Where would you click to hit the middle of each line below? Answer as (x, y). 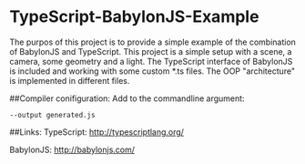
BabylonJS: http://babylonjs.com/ (72, 149)
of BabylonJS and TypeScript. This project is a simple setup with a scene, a (151, 51)
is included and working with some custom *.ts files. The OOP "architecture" (152, 71)
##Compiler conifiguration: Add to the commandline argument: (127, 98)
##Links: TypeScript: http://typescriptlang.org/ (97, 132)
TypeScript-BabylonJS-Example (134, 17)
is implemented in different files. (70, 80)
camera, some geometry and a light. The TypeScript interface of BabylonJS (151, 61)
